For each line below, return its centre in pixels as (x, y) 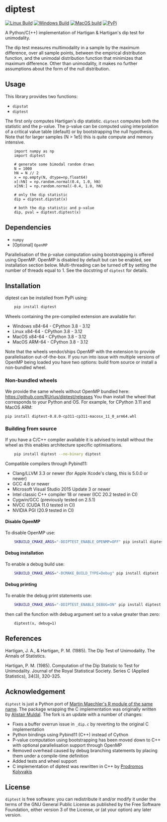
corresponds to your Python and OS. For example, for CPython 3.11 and (78, 402)
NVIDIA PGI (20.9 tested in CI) (43, 510)
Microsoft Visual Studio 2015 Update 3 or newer (61, 489)
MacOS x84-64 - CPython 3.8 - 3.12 (49, 337)
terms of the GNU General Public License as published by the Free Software (83, 805)
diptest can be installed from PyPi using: (46, 298)
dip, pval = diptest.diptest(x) (47, 212)
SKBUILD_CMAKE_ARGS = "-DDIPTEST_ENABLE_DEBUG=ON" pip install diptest (88, 605)
